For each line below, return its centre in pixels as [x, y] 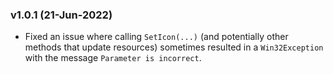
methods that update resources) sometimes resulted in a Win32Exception [174, 47]
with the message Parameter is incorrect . [113, 58]
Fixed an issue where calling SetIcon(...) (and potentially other [156, 37]
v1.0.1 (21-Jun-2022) [61, 15]
